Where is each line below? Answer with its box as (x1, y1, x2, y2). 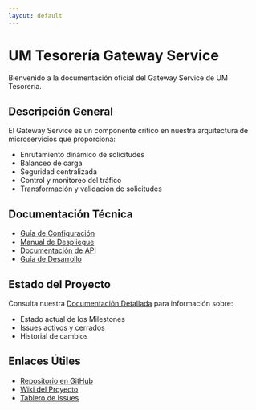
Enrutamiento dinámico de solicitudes (19, 150, 145, 160)
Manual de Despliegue (19, 237, 95, 247)
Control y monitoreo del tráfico (19, 176, 122, 185)
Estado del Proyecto (8, 278, 111, 291)
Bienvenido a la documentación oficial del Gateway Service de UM (8, 73, 229, 83)
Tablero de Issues (19, 392, 79, 402)
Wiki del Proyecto (19, 384, 79, 394)
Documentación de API (19, 246, 96, 255)
